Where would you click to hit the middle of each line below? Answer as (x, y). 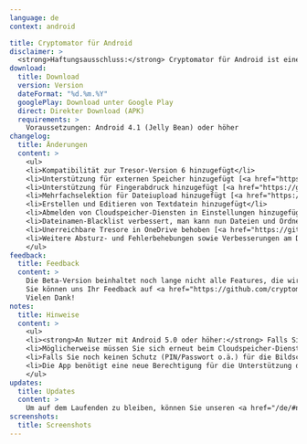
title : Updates (47, 391)
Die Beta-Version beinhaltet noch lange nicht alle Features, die (155, 281)
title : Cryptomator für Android (71, 43)
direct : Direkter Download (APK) (81, 111)
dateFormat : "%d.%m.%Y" (63, 94)
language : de (34, 18)
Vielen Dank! (51, 298)
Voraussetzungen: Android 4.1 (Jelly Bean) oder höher (132, 128)
